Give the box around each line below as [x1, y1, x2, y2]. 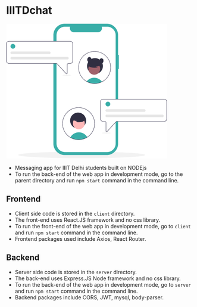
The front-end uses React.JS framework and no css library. [14, 216, 161, 224]
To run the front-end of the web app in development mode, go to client [14, 222, 192, 230]
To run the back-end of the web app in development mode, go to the [14, 170, 183, 178]
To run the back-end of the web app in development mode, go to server [14, 281, 192, 288]
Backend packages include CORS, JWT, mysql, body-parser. [14, 293, 164, 301]
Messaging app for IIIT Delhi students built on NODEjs [14, 164, 147, 171]
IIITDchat [6, 4, 52, 17]
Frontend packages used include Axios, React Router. [14, 235, 146, 242]
